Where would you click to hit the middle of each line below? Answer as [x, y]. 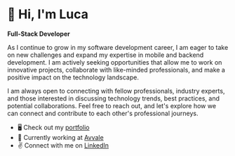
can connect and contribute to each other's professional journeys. [103, 113]
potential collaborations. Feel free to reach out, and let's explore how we [112, 105]
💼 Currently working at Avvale [60, 137]
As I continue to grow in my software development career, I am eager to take [118, 47]
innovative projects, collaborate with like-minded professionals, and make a [116, 70]
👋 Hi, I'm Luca [48, 14]
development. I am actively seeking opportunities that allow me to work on [115, 62]
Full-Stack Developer [39, 34]
